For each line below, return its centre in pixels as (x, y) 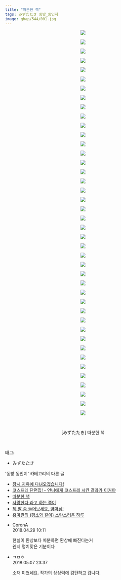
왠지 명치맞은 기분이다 (34, 546)
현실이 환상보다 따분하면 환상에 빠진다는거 (53, 540)
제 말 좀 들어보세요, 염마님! (38, 509)
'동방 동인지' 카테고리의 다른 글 (35, 474)
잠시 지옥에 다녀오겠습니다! (38, 484)
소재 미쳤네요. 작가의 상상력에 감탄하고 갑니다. (57, 573)
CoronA (20, 525)
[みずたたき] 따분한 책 (83, 433)
